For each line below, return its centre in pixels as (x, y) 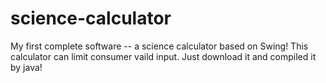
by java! (26, 67)
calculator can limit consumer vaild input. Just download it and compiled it (163, 56)
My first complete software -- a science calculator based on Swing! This (159, 46)
